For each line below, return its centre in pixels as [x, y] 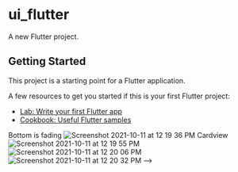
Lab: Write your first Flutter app [71, 111]
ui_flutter [39, 15]
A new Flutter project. [44, 36]
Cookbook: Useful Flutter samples [75, 120]
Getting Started [47, 61]
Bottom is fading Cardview [118, 135]
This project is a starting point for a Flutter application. [97, 80]
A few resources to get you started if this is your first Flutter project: [119, 96]
